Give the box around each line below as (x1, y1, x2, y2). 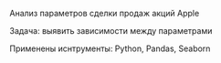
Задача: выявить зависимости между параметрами (9, 26, 213, 36)
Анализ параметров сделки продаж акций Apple (9, 8, 200, 18)
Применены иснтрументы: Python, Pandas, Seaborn (9, 43, 211, 54)
